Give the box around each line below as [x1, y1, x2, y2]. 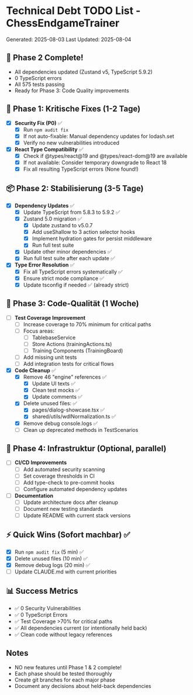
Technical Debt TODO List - [6, 4, 141, 18]
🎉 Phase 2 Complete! [6, 53, 84, 63]
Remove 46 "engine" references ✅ [23, 374, 107, 381]
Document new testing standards [23, 505, 104, 512]
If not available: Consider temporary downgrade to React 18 [23, 159, 167, 166]
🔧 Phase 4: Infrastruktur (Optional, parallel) [6, 444, 167, 454]
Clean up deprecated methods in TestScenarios [23, 426, 139, 433]
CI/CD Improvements [14, 459, 67, 466]
